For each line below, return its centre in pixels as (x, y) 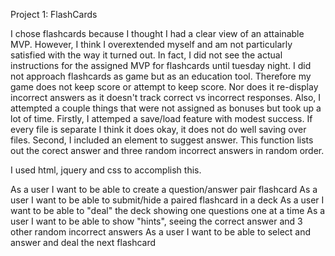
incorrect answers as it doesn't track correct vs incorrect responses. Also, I (166, 97)
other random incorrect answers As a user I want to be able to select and (161, 232)
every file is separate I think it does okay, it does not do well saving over (158, 129)
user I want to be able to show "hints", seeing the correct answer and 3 (156, 221)
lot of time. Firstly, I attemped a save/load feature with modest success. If (161, 118)
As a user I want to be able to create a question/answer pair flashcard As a (164, 189)
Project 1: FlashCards (54, 14)
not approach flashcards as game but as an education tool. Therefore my (161, 76)
